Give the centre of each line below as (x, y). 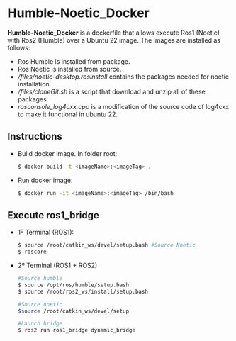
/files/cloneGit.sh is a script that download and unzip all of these (111, 91)
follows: (19, 47)
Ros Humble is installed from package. (74, 61)
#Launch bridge (40, 324)
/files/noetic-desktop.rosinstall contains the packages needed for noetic (123, 77)
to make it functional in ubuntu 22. (68, 114)
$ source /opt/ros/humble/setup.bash (73, 285)
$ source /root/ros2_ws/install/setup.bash (83, 291)
